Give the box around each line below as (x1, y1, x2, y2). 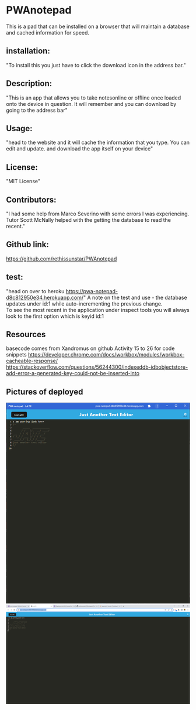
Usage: (6, 124, 33, 133)
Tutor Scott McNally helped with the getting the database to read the (6, 217, 171, 223)
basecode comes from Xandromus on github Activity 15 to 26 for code (6, 345, 175, 352)
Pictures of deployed (6, 387, 83, 397)
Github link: (6, 239, 50, 249)
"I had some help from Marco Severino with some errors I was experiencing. (6, 210, 190, 217)
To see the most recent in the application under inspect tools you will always (6, 306, 190, 313)
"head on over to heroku (6, 287, 65, 294)
